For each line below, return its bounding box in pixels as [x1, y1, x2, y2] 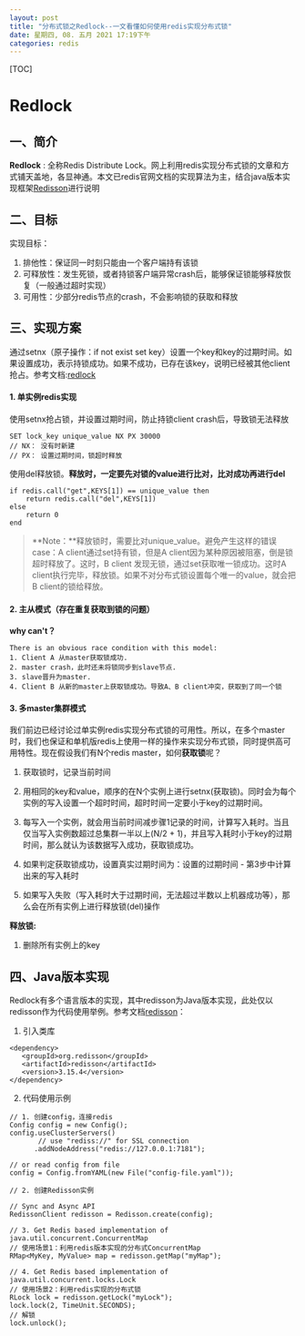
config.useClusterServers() [9, 1128, 117, 1138]
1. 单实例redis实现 [9, 392, 77, 403]
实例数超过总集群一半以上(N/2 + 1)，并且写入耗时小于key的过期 [54, 828, 293, 839]
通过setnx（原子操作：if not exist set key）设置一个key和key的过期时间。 [9, 346, 284, 357]
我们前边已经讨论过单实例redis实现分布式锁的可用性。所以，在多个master [9, 725, 285, 736]
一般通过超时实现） [38, 280, 111, 291]
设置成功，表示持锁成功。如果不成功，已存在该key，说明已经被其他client [16, 357, 290, 369]
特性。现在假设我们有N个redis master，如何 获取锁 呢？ [16, 748, 222, 759]
